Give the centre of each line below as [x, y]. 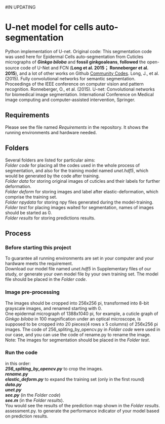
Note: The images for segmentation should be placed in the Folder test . [78, 340]
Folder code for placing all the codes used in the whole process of [72, 165]
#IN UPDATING [21, 7]
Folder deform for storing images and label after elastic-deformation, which [82, 191]
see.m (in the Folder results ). [35, 400]
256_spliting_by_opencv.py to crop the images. [54, 369]
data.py [14, 384]
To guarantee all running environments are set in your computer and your [80, 258]
